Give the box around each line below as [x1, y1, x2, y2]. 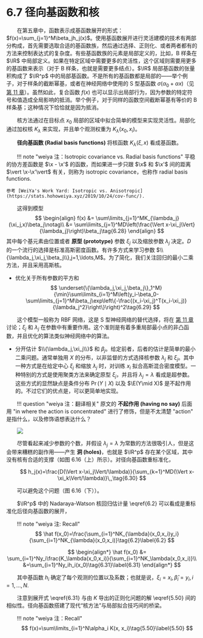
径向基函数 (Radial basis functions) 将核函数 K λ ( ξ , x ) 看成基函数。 [17, 139, 182, 148]
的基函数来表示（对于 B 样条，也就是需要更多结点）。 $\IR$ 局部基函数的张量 [6, 64, 195, 72]
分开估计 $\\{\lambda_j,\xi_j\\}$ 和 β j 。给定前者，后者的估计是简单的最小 [15, 345, 196, 354]
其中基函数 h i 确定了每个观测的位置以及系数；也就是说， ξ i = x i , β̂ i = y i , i [17, 574, 194, 582]
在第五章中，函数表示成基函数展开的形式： [17, 27, 123, 34]
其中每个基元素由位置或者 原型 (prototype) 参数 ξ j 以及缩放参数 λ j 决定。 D [6, 238, 191, 246]
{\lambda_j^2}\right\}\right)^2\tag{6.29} [52, 303, 152, 311]
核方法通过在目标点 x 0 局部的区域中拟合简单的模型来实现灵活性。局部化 [17, 116, 196, 125]
